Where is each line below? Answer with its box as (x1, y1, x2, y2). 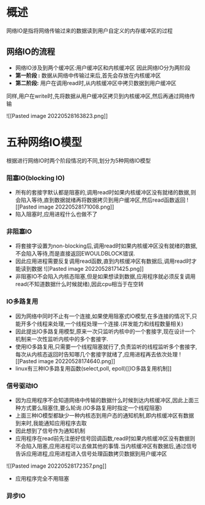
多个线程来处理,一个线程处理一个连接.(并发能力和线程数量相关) (26, 320, 184, 327)
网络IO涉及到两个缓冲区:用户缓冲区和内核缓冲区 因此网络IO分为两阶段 (15, 64, 191, 71)
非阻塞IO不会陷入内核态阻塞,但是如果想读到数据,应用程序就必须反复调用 (15, 273, 196, 280)
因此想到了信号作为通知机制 (15, 427, 86, 434)
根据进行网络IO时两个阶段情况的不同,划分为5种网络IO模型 (6, 157, 151, 164)
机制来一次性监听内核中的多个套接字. (15, 335, 108, 342)
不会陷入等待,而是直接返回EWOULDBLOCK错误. (15, 250, 136, 257)
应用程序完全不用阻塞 (15, 474, 69, 482)
